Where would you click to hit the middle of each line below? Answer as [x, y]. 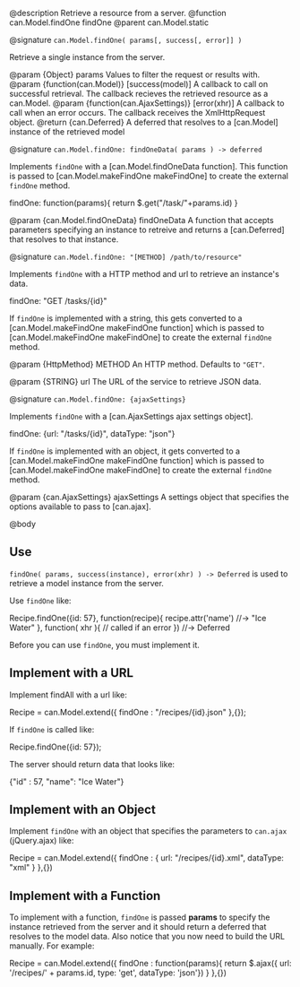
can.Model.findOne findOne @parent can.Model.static [109, 22]
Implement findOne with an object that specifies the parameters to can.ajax [148, 831]
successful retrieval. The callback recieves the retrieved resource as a [139, 94]
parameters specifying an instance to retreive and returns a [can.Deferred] [147, 229]
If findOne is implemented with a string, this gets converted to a [126, 318]
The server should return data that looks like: [92, 764]
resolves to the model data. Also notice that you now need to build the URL [147, 937]
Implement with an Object [83, 810]
